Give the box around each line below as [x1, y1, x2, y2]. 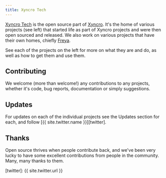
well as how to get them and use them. [5, 52, 86, 58]
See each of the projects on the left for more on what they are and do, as [5, 47, 157, 53]
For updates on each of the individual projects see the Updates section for [5, 114, 160, 120]
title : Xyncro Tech [5, 7, 46, 13]
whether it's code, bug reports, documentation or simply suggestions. [5, 86, 150, 92]
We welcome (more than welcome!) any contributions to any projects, [5, 80, 150, 86]
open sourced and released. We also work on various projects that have [5, 32, 155, 38]
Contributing [5, 67, 46, 76]
